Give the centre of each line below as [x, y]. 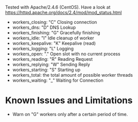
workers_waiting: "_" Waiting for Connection [58, 80]
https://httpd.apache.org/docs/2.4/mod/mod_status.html [63, 12]
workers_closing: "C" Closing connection [55, 22]
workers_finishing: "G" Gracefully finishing [56, 33]
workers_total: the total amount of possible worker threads [72, 75]
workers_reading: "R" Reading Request [52, 59]
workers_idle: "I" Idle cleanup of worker [53, 38]
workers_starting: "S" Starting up [46, 70]
